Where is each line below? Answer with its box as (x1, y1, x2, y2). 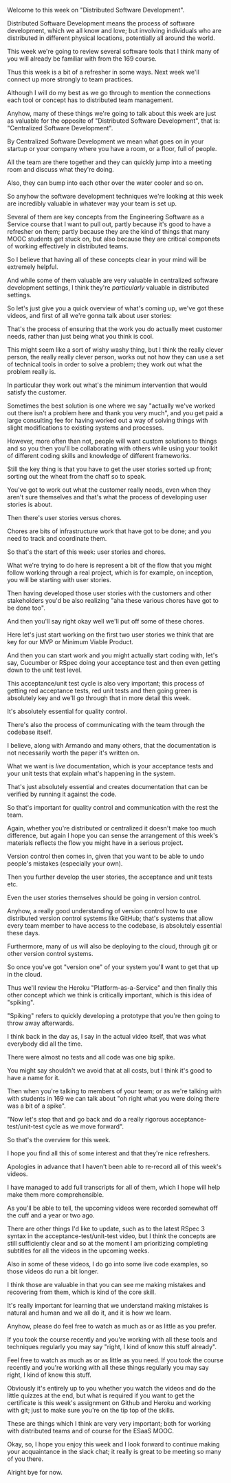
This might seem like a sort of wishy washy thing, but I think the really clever (7, 346, 223, 354)
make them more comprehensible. (7, 1191, 104, 1199)
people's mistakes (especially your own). (7, 859, 123, 868)
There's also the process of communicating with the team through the (7, 721, 205, 728)
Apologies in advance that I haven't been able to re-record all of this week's (7, 1162, 222, 1171)
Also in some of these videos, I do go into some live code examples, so (7, 1260, 208, 1268)
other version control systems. (7, 950, 93, 957)
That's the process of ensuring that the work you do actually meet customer (7, 325, 223, 333)
